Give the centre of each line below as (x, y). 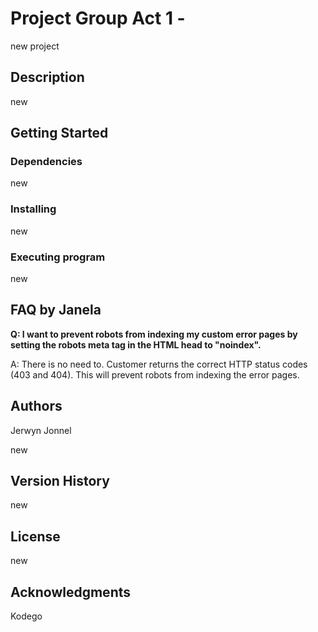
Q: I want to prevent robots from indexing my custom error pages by (154, 334)
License (35, 536)
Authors (36, 406)
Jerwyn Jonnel (41, 430)
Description (47, 77)
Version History (60, 481)
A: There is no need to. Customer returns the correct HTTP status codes (159, 364)
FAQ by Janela (56, 310)
